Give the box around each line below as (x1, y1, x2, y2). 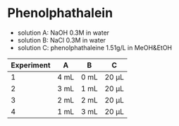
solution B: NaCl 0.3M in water (17, 35, 106, 44)
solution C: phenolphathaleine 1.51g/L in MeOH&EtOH (17, 43, 173, 52)
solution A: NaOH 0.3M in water (17, 28, 110, 37)
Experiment (11, 60, 51, 70)
